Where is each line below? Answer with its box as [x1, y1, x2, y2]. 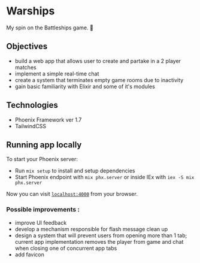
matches [14, 64, 37, 71]
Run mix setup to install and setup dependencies [14, 167, 135, 174]
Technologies [6, 100, 59, 110]
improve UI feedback [14, 219, 67, 226]
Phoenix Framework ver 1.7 [14, 116, 82, 123]
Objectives [6, 41, 48, 52]
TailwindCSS [14, 122, 47, 129]
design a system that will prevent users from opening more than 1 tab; [14, 232, 187, 239]
